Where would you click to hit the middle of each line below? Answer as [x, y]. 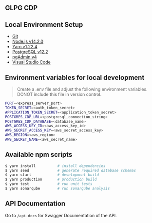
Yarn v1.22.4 [25, 47]
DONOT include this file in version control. [59, 94]
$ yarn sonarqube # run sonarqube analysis [57, 189]
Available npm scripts [39, 155]
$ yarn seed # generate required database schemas [71, 170]
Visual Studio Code [31, 62]
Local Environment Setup [44, 25]
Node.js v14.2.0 [28, 41]
